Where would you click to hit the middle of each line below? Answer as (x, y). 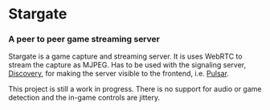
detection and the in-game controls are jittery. (84, 98)
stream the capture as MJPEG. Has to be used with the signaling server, (127, 65)
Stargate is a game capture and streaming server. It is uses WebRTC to (125, 56)
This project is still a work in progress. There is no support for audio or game (135, 89)
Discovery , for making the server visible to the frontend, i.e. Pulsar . (119, 74)
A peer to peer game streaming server (84, 39)
